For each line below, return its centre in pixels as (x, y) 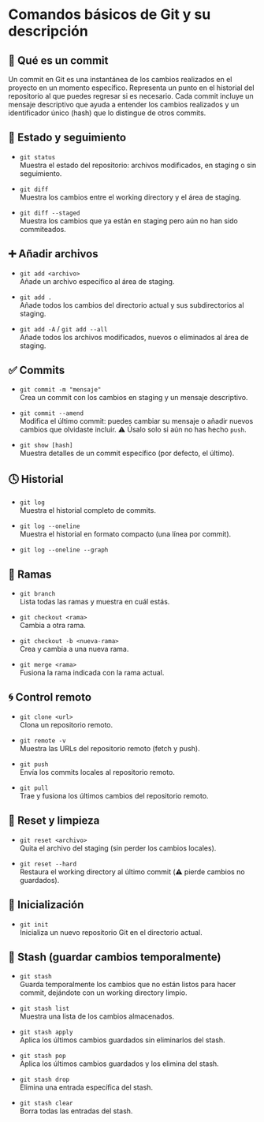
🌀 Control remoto (50, 697)
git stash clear (46, 1103)
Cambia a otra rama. (53, 626)
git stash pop (43, 1056)
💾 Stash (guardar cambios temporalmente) (115, 957)
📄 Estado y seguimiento (67, 138)
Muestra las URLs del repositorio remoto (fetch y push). (110, 748)
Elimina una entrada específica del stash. (86, 1087)
